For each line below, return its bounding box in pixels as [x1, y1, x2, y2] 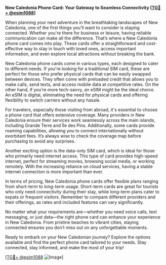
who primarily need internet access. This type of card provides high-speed [5, 153, 158, 159]
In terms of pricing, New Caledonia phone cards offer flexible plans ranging [5, 178, 159, 184]
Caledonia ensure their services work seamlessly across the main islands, [5, 117, 156, 123]
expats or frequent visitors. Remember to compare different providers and [5, 194, 156, 200]
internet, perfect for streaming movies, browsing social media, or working [5, 158, 155, 164]
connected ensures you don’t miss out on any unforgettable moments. [5, 225, 148, 230]
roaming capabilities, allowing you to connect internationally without [5, 128, 144, 133]
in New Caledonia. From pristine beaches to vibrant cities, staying [5, 220, 139, 225]
